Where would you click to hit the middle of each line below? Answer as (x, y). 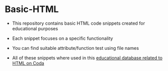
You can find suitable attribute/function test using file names (76, 48)
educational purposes (35, 28)
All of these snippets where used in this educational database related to (87, 58)
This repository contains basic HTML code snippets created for (79, 23)
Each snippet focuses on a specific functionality (62, 38)
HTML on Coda (28, 63)
